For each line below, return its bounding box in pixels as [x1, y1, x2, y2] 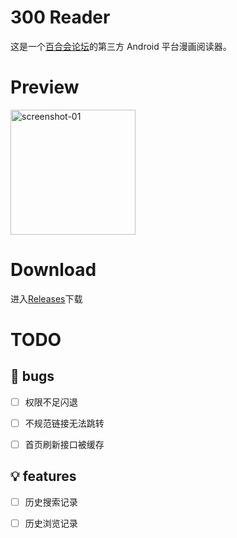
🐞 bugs [10, 368, 55, 385]
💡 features [10, 468, 77, 485]
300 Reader [10, 6, 111, 29]
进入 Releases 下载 [10, 292, 83, 305]
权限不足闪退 [24, 396, 78, 408]
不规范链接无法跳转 [24, 417, 105, 429]
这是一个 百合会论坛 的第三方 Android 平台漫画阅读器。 [10, 40, 232, 52]
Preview [10, 76, 80, 99]
